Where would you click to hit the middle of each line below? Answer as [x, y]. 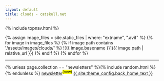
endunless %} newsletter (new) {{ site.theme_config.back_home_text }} [82, 73]
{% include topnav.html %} [32, 28]
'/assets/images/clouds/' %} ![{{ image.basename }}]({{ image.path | [74, 48]
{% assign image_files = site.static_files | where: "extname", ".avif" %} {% [79, 38]
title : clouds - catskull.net [36, 14]
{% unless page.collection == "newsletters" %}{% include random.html [77, 67]
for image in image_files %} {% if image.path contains [59, 42]
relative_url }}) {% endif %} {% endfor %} [47, 53]
